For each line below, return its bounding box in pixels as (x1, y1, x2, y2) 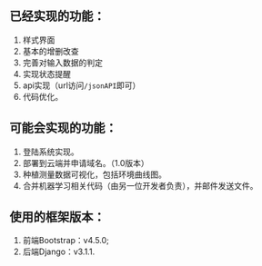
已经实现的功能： (9, 8, 106, 25)
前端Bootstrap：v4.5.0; (22, 235, 109, 246)
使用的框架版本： (9, 210, 106, 225)
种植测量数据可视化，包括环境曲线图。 (22, 169, 166, 180)
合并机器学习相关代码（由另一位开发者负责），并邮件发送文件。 (22, 180, 258, 191)
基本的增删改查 (22, 45, 79, 56)
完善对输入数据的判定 (22, 57, 103, 68)
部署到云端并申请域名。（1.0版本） (22, 157, 150, 168)
